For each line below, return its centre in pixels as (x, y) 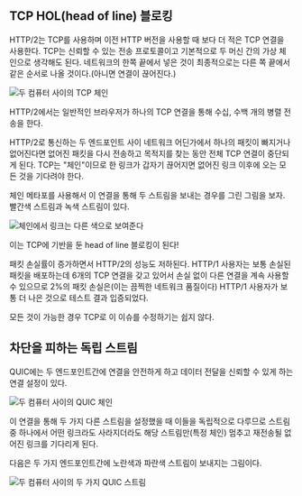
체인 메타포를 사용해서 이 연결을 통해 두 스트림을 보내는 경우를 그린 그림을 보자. (147, 195)
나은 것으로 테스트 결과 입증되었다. (88, 298)
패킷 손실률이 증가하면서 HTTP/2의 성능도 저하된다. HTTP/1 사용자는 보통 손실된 (150, 263)
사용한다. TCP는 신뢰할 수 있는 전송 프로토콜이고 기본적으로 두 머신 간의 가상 (143, 51)
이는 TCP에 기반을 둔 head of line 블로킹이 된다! (94, 244)
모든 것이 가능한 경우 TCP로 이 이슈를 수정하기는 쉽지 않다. (112, 317)
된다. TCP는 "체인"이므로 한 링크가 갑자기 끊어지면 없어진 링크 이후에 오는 (148, 164)
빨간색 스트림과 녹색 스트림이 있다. (69, 207)
